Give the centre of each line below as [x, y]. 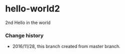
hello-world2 [32, 9]
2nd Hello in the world [28, 22]
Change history [24, 35]
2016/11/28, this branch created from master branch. [66, 46]
